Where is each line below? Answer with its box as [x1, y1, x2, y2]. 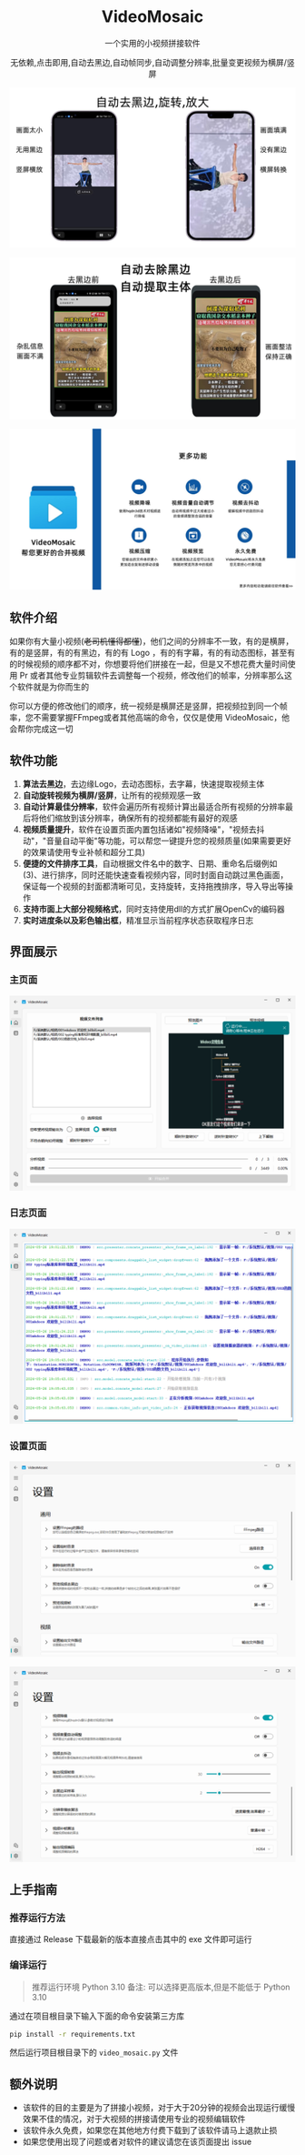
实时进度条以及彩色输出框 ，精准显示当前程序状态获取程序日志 [22, 915, 254, 926]
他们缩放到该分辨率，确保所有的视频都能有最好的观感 [38, 812, 238, 824]
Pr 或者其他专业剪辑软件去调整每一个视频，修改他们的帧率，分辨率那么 [19, 670, 285, 681]
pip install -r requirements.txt [9, 2029, 136, 2039]
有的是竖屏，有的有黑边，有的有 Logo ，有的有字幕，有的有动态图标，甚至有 [9, 648, 296, 659]
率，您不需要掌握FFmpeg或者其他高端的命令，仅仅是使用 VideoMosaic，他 [9, 712, 290, 723]
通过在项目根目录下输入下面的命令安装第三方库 [9, 2010, 184, 2021]
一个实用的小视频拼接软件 [104, 37, 201, 48]
